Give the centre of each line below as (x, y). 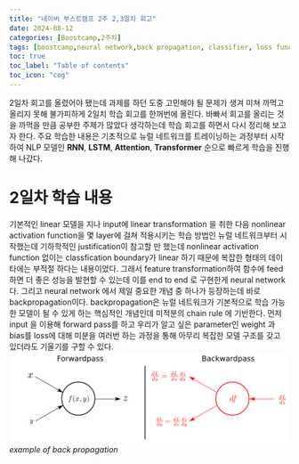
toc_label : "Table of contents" (69, 66)
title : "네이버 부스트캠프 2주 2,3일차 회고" (83, 19)
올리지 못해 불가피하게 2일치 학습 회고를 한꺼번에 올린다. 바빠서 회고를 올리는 (142, 114)
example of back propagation (64, 450)
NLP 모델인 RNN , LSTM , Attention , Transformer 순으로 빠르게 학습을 (149, 147)
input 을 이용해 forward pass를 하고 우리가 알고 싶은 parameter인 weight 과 (142, 324)
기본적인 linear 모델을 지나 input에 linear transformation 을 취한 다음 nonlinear (148, 224)
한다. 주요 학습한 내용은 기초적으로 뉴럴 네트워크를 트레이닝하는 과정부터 (143, 136)
